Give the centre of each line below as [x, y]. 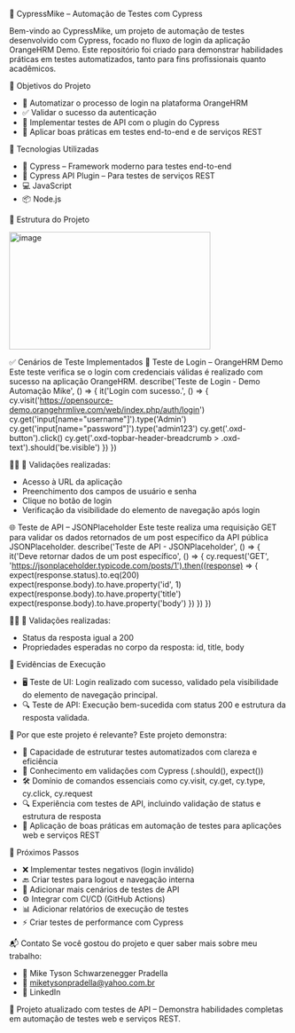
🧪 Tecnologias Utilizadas [54, 149]
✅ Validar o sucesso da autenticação [89, 112]
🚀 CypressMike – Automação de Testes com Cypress [106, 14]
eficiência [40, 761]
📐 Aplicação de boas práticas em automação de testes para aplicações [151, 826]
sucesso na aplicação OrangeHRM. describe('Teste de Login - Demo [135, 381]
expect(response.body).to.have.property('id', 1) [95, 584]
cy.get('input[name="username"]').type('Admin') [98, 419]
